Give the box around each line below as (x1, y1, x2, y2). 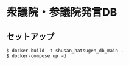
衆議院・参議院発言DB (6, 5, 117, 19)
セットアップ (6, 31, 55, 42)
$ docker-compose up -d (6, 53, 67, 59)
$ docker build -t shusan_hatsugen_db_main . (6, 48, 124, 54)
